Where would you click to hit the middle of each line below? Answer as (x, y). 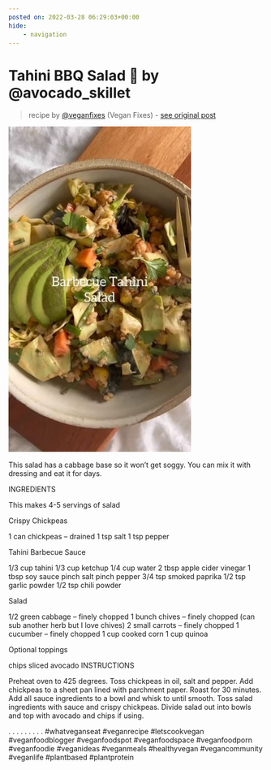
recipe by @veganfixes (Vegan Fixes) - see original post (122, 115)
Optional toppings (38, 650)
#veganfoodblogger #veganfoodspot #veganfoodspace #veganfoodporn (131, 740)
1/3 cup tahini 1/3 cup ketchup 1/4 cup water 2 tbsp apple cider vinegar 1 (130, 568)
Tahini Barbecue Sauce (47, 552)
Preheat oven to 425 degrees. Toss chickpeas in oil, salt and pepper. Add (131, 681)
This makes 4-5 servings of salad (64, 505)
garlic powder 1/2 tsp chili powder (65, 586)
